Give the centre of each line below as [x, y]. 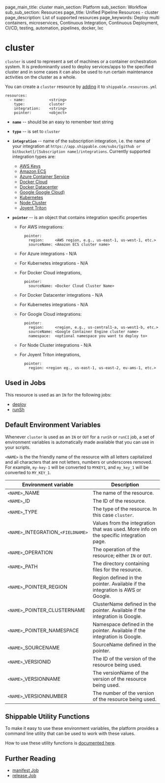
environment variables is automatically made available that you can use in [80, 442]
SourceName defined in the [124, 644]
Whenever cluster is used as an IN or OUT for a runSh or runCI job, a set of [80, 437]
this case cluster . [113, 515]
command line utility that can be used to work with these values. [70, 733]
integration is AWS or [117, 590]
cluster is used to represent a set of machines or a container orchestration [81, 61]
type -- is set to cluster [36, 131]
